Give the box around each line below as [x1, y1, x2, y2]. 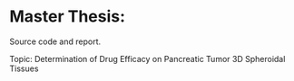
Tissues [9, 63, 39, 74]
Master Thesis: [9, 6, 125, 27]
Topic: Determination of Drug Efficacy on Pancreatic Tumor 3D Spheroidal [9, 53, 286, 64]
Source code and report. [9, 36, 102, 47]
